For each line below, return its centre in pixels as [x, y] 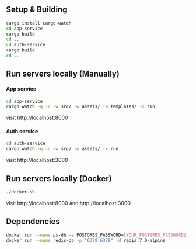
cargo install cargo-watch [39, 23]
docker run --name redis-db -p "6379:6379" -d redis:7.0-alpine [86, 240]
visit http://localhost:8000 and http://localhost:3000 [69, 203]
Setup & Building [37, 10]
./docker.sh [20, 192]
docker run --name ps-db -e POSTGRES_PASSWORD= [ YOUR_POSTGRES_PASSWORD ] [96, 235]
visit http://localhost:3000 [37, 160]
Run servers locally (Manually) [63, 74]
